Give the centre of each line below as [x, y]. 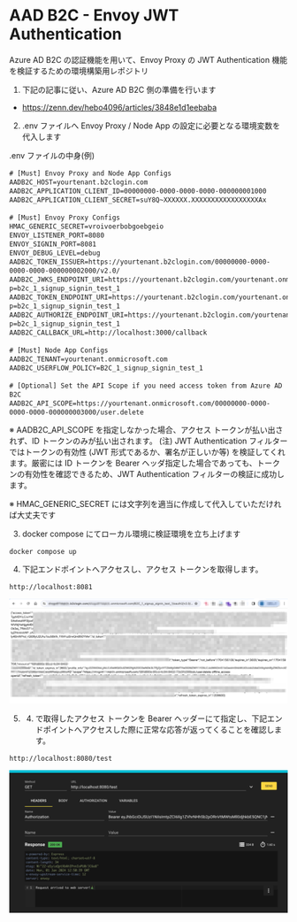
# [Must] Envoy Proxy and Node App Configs [91, 173]
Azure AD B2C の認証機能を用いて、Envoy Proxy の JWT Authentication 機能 [148, 59]
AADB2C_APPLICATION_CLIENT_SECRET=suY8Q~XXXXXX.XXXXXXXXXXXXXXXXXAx [138, 200]
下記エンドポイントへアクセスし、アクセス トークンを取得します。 [142, 569]
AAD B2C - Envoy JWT [94, 15]
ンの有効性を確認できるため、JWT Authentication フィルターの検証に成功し [147, 473]
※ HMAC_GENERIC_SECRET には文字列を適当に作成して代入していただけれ [145, 503]
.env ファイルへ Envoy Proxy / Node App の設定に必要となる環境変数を [151, 126]
